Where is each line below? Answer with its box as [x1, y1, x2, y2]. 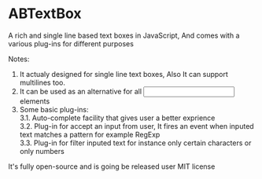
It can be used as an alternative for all [19, 86, 142, 96]
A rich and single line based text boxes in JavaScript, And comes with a [8, 31, 240, 40]
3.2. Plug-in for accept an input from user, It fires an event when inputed [19, 121, 254, 130]
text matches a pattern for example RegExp [19, 130, 161, 139]
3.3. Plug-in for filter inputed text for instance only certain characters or [19, 138, 252, 148]
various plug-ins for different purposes [8, 38, 134, 48]
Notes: [8, 54, 30, 64]
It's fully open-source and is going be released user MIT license [8, 162, 216, 171]
